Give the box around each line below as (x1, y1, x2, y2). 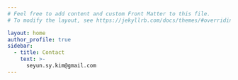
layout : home (7, 29, 46, 36)
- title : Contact (13, 49, 65, 56)
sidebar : (7, 43, 33, 50)
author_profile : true (7, 36, 72, 43)
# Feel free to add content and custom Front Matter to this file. (7, 10, 211, 18)
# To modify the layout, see (7, 17, 93, 24)
